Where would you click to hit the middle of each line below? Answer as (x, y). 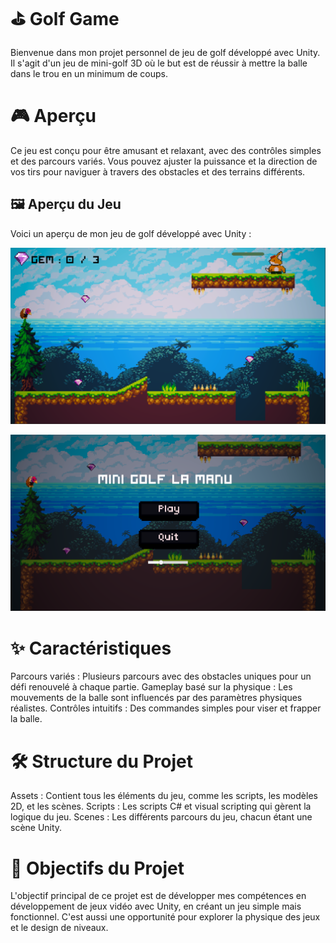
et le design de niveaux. (59, 928)
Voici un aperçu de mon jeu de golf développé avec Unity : (131, 233)
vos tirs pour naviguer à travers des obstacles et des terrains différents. (158, 171)
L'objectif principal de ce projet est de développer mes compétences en (158, 896)
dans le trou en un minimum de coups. (89, 73)
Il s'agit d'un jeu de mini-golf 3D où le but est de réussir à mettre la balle (159, 63)
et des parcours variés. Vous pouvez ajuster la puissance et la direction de (164, 161)
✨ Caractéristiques (91, 648)
